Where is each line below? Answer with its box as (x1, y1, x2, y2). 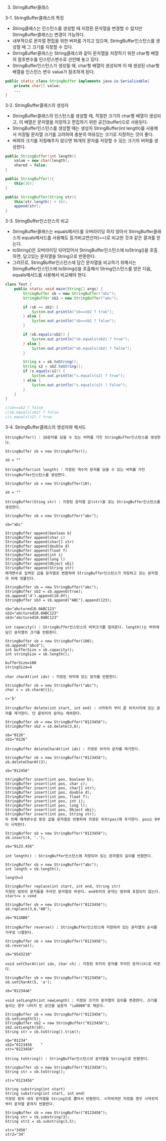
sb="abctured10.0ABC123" (5, 606, 56, 611)
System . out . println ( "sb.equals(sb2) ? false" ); (31, 346, 132, 351)
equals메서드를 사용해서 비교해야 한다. (12, 272, 87, 278)
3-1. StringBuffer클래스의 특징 (5, 15, 64, 21)
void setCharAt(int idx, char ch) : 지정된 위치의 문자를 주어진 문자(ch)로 (5, 961, 152, 966)
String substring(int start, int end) (5, 1091, 85, 1096)
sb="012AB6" (5, 915, 30, 920)
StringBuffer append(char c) (5, 535, 65, 540)
